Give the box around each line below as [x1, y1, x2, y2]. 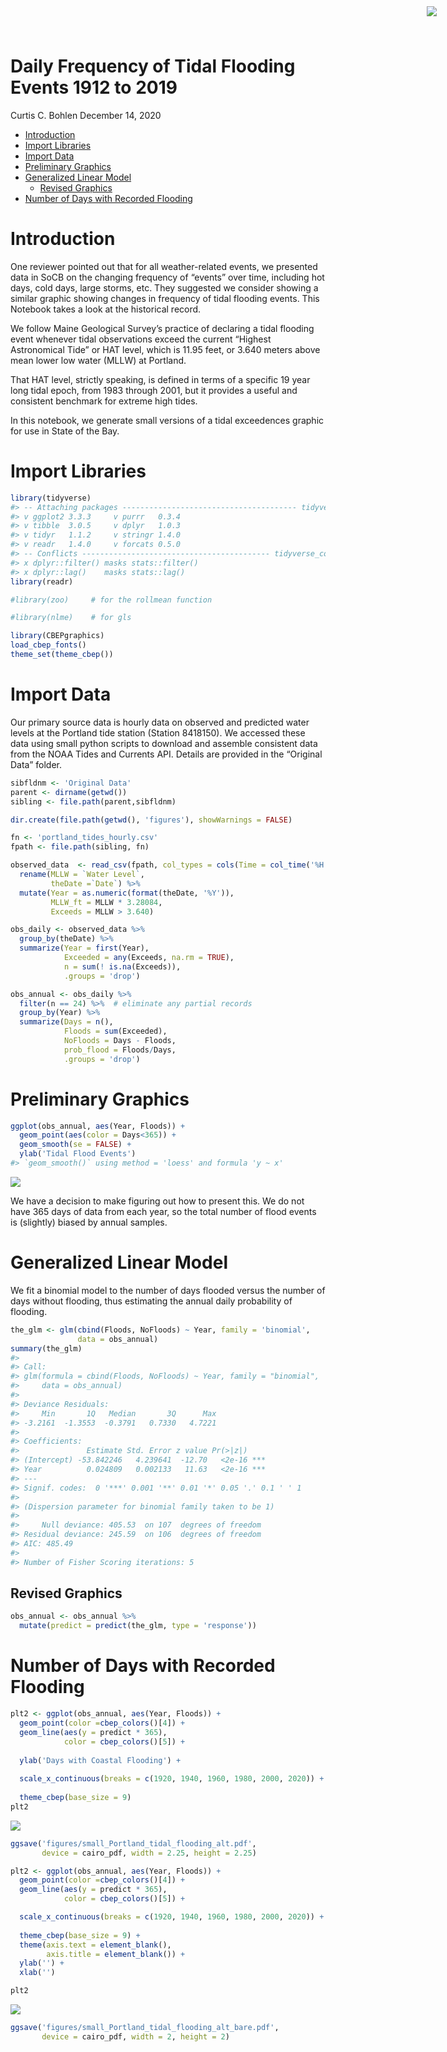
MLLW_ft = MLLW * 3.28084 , [50, 897, 163, 907]
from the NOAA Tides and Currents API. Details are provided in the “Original [10, 748, 323, 760]
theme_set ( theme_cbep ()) [10, 650, 114, 660]
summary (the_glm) [10, 1343, 83, 1354]
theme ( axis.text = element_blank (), [19, 1940, 172, 1950]
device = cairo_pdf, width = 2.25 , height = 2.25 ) [41, 1848, 257, 1858]
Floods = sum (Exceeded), [63, 1026, 168, 1037]
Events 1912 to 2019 [10, 76, 178, 99]
